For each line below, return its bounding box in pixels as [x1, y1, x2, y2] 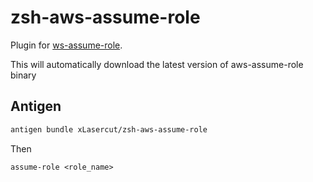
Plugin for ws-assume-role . [10, 39, 123, 51]
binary [10, 69, 37, 81]
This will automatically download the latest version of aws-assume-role [10, 58, 304, 70]
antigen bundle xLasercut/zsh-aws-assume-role [10, 124, 208, 135]
